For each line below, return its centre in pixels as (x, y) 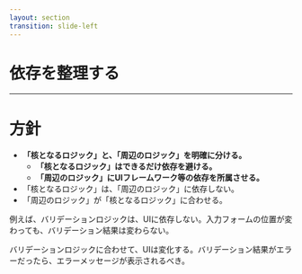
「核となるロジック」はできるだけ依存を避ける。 (126, 166)
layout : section (40, 18)
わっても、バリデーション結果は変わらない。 (91, 231)
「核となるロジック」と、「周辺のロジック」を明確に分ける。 (134, 155)
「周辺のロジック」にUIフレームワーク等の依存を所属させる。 (150, 178)
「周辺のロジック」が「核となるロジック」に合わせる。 (124, 200)
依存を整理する (65, 73)
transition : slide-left (54, 26)
